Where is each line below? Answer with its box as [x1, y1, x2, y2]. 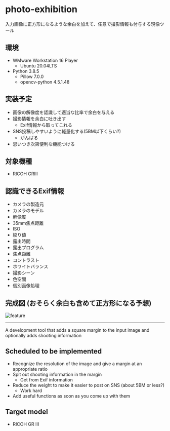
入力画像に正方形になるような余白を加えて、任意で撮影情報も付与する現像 [5, 21, 160, 27]
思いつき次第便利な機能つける [12, 141, 75, 147]
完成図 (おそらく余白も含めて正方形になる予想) [5, 299, 152, 307]
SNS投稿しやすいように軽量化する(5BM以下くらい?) [12, 128, 121, 134]
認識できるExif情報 [5, 186, 64, 195]
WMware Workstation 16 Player [12, 57, 78, 63]
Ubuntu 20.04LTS [20, 62, 57, 69]
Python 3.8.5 [12, 68, 39, 74]
